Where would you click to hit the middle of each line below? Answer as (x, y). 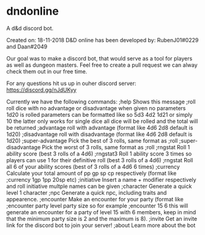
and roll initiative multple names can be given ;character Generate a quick (99, 186)
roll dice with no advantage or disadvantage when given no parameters (96, 108)
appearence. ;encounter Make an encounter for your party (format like (95, 199)
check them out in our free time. (47, 71)
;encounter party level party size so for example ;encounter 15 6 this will (97, 206)
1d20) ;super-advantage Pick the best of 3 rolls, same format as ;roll (92, 140)
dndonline (33, 11)
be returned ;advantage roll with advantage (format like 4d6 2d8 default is (100, 127)
